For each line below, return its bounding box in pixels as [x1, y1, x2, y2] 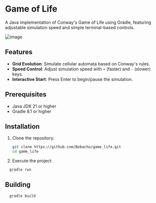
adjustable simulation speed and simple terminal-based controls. [5, 24, 135, 30]
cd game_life [12, 149, 39, 154]
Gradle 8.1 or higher [12, 108, 52, 114]
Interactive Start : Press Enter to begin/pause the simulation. [12, 76, 133, 82]
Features [5, 48, 33, 56]
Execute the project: [12, 158, 52, 164]
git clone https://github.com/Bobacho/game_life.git [12, 144, 121, 150]
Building [5, 181, 31, 189]
